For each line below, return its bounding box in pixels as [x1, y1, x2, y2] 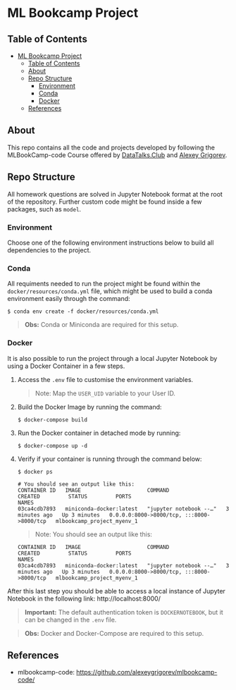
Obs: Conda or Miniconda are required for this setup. [24, 321, 179, 329]
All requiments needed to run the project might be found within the [7, 280, 201, 288]
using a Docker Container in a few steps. [7, 362, 125, 370]
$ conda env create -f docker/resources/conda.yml [7, 308, 159, 315]
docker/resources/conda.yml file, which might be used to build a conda [7, 287, 213, 295]
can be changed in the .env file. [24, 615, 117, 624]
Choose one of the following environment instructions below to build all [7, 238, 214, 247]
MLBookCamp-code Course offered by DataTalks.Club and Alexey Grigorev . [7, 150, 228, 159]
